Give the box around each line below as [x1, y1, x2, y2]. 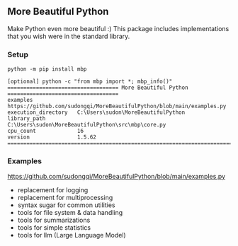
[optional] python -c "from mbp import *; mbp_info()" [7, 78, 173, 86]
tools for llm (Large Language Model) [17, 231, 126, 240]
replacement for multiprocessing [17, 194, 113, 202]
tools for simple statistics [17, 223, 91, 232]
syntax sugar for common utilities [17, 201, 115, 209]
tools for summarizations [17, 216, 91, 225]
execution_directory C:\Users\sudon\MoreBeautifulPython [7, 109, 186, 116]
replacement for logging [17, 186, 89, 194]
